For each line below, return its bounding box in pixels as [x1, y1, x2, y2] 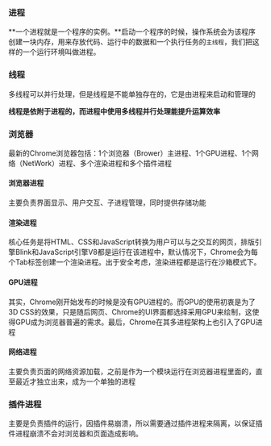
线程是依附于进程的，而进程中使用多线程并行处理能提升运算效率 [8, 106, 220, 116]
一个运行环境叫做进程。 [22, 47, 101, 57]
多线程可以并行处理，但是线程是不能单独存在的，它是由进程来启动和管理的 [8, 89, 256, 98]
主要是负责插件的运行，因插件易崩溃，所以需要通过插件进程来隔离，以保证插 [8, 419, 263, 428]
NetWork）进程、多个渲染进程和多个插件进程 [22, 158, 172, 168]
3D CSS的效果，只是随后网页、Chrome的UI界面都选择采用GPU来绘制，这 [8, 306, 252, 316]
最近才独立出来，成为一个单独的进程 [15, 377, 135, 386]
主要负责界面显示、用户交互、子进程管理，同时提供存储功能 [8, 198, 206, 207]
